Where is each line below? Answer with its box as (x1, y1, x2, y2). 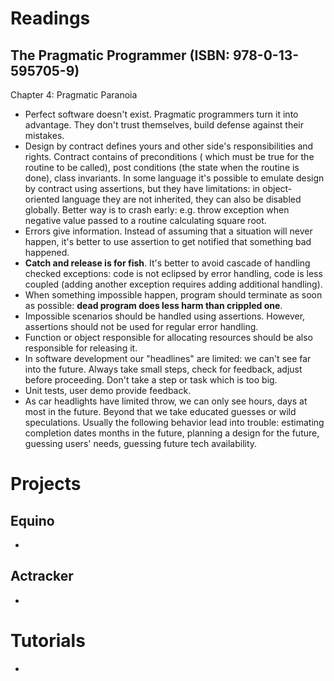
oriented (24, 193, 60, 205)
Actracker (10, 568, 74, 585)
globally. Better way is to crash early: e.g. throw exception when (24, 204, 290, 216)
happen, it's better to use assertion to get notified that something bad (24, 236, 312, 247)
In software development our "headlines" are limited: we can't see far (24, 353, 312, 364)
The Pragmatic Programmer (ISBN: (10, 47, 231, 64)
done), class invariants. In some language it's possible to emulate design (24, 172, 325, 184)
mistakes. (24, 130, 65, 141)
